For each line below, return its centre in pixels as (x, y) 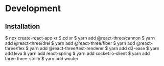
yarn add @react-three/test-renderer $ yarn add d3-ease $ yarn (94, 48)
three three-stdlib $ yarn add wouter (42, 58)
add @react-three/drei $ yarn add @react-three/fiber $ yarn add (70, 43)
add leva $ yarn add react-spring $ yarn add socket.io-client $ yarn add (78, 53)
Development (33, 8)
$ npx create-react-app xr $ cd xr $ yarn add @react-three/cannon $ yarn (80, 38)
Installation (23, 26)
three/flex (15, 48)
